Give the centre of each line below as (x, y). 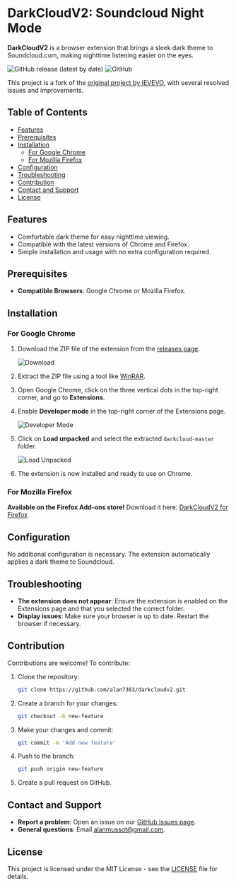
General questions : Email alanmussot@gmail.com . (91, 829)
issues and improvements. (46, 90)
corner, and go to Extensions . (61, 397)
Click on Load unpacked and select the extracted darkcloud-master (116, 439)
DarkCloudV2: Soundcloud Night (106, 13)
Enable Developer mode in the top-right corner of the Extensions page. (122, 411)
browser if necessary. (49, 623)
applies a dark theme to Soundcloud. (61, 562)
